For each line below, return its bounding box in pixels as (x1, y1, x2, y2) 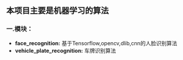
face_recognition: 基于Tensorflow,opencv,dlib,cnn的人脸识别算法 (14, 39, 178, 46)
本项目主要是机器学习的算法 (6, 5, 109, 16)
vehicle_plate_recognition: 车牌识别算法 (14, 47, 116, 54)
